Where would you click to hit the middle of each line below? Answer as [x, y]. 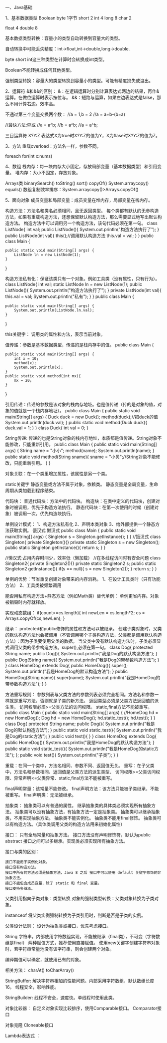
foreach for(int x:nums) [29, 156]
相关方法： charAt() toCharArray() [40, 970]
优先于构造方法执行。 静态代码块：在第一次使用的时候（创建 [93, 507]
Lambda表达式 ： [23, 1036]
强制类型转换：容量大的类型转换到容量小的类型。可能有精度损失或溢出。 [79, 81]
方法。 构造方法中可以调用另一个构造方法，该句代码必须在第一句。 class [83, 223]
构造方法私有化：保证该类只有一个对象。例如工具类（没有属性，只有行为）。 [83, 279]
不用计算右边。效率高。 [33, 104]
